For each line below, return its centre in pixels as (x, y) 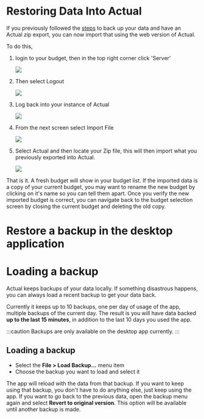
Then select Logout (40, 81)
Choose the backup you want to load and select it (77, 372)
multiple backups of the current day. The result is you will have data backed (101, 313)
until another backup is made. (44, 409)
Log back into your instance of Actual (62, 104)
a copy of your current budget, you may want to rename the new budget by (101, 187)
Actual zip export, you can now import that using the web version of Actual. (101, 34)
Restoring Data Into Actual (74, 11)
